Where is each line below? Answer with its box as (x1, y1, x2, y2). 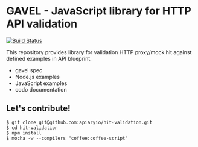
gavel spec (14, 66, 43, 73)
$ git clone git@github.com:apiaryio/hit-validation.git (6, 119, 153, 125)
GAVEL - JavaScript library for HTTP (6, 4, 191, 18)
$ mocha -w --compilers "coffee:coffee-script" (6, 135, 129, 141)
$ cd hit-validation (6, 125, 59, 131)
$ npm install (6, 130, 42, 136)
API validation (6, 17, 77, 31)
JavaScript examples (14, 80, 68, 87)
